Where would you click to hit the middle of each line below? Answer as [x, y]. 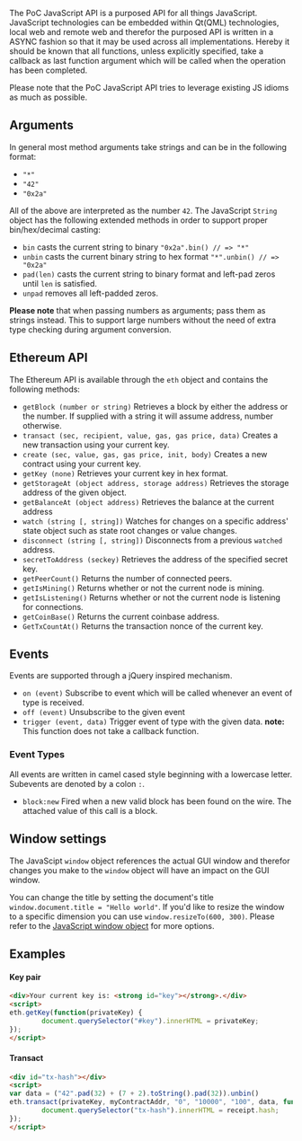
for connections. [53, 606]
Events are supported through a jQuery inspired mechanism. [121, 676]
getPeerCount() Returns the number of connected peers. [127, 578]
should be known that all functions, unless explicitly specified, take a [136, 51]
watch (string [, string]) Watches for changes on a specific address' [155, 521]
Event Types [37, 755]
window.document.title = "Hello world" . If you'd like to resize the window [147, 907]
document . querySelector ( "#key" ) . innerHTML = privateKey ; [150, 1021]
